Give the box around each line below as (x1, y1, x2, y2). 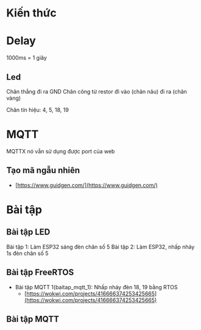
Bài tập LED (6, 227, 51, 237)
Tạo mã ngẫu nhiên (6, 165, 80, 176)
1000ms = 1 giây (6, 54, 48, 61)
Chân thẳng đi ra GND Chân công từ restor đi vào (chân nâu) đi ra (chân (6, 88, 188, 95)
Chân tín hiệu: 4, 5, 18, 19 (6, 106, 69, 113)
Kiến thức (6, 6, 57, 20)
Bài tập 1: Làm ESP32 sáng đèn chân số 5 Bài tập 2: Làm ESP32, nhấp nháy (6, 243, 195, 250)
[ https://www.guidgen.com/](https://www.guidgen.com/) (15, 181, 158, 189)
